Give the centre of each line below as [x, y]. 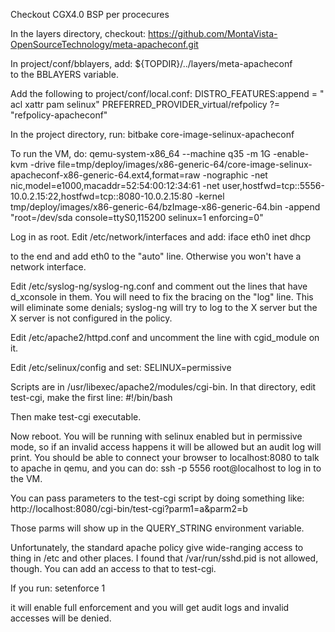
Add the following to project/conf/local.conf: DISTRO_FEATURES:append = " [167, 93]
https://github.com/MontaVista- [213, 33]
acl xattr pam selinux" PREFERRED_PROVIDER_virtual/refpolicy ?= [145, 104]
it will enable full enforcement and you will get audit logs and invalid [150, 607]
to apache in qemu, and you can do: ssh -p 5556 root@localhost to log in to [166, 468]
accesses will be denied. [61, 618]
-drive [42, 164]
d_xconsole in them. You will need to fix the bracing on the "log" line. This [162, 297]
